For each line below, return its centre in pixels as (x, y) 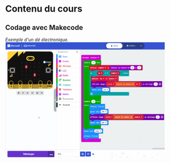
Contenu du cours (44, 9)
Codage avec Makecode (44, 28)
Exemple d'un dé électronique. (37, 39)
